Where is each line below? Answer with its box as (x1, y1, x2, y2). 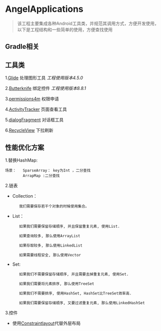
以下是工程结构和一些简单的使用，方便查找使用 (17, 26, 113, 33)
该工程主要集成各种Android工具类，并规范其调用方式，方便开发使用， (17, 20, 159, 26)
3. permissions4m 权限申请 (5, 96, 59, 102)
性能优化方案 (5, 143, 44, 152)
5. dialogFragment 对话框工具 (5, 117, 64, 123)
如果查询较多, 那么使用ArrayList (19, 233, 80, 238)
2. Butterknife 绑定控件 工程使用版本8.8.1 (5, 85, 86, 91)
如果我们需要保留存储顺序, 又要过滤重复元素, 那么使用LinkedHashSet (19, 300, 145, 305)
